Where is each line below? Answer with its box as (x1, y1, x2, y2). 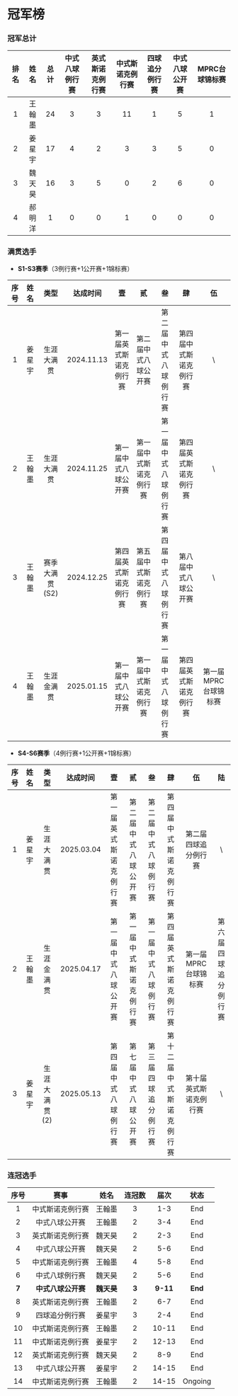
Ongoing (182, 1376, 212, 1386)
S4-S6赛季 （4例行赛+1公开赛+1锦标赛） (17, 748, 136, 757)
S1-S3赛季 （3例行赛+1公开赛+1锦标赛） (17, 264, 134, 273)
